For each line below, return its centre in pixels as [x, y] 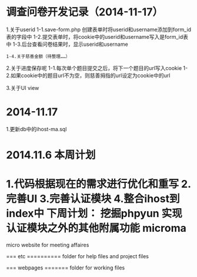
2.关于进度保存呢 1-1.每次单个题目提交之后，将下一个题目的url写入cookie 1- [97, 68]
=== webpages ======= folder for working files [66, 268]
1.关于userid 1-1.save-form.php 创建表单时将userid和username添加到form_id [99, 29]
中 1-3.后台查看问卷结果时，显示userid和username [67, 44]
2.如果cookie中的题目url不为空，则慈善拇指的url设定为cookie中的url [88, 75]
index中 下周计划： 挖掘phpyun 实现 [94, 214]
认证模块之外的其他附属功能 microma [96, 228]
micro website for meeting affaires [48, 245]
